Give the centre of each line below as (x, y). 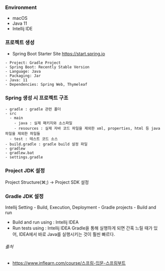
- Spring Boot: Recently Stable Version (48, 67)
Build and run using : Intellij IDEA (45, 222)
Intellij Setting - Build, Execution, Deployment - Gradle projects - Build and (81, 208)
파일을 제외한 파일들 (23, 134)
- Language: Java (23, 71)
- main (16, 118)
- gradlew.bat (20, 153)
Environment (21, 7)
